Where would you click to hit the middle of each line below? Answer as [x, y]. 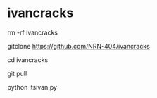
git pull [17, 73]
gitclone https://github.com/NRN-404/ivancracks [78, 46]
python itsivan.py [32, 87]
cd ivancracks [28, 60]
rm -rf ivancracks [33, 32]
